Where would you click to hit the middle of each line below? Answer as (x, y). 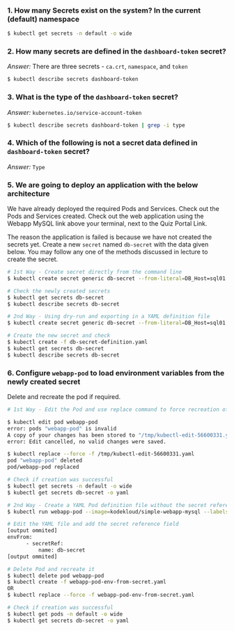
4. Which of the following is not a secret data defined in (102, 143)
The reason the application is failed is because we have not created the (110, 237)
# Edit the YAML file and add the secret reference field (93, 524)
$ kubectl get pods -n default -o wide (65, 614)
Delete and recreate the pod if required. (64, 397)
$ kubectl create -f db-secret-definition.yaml (78, 342)
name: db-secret (62, 550)
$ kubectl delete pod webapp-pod (56, 576)
